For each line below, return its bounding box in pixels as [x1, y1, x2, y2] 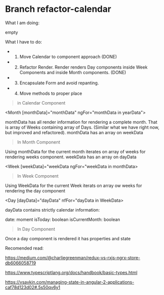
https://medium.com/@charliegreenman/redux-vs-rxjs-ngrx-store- [5, 255, 140, 260]
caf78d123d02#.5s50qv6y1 [5, 284, 60, 290]
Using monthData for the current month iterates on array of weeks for [5, 148, 146, 154]
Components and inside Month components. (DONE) [19, 69, 126, 75]
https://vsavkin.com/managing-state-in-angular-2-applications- [5, 279, 135, 285]
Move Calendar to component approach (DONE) [19, 53, 117, 60]
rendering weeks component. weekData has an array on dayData [5, 154, 137, 160]
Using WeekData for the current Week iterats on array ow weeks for [5, 183, 142, 188]
